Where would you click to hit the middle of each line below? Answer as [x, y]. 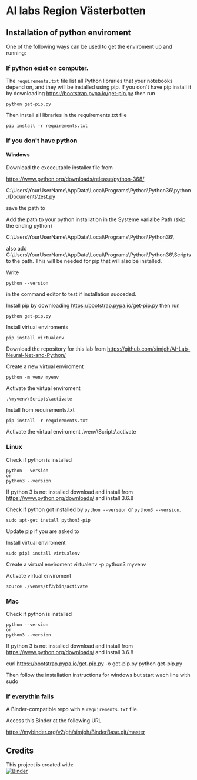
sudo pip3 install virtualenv [43, 553]
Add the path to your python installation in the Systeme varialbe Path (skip [96, 219]
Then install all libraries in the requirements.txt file [67, 115]
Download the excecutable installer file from [60, 168]
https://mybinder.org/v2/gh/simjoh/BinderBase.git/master [76, 732]
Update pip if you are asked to [43, 531]
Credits [20, 750]
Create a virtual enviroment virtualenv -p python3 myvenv [76, 564]
